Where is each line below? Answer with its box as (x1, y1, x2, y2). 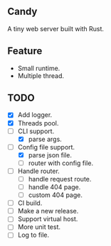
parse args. (28, 135, 62, 143)
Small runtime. (17, 64, 60, 72)
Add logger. (17, 111, 53, 119)
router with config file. (28, 159, 94, 167)
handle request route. (28, 174, 92, 183)
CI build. (17, 199, 43, 208)
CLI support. (17, 127, 55, 135)
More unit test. (17, 223, 61, 231)
